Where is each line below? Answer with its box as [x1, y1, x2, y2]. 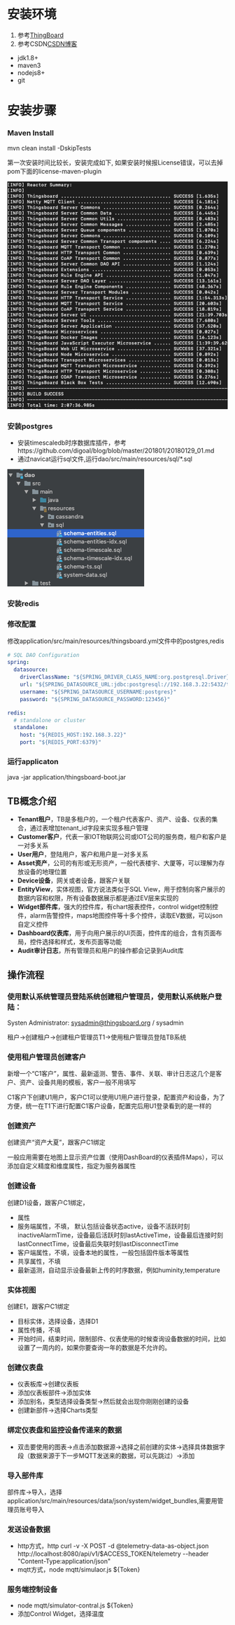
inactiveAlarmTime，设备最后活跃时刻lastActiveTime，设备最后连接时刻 [17, 1231, 224, 1239]
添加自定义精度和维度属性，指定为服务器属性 [7, 1162, 136, 1170]
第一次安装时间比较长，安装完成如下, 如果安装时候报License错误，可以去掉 [7, 158, 224, 167]
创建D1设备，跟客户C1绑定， [7, 1198, 89, 1207]
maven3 [17, 61, 41, 69]
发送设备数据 [7, 1524, 51, 1534]
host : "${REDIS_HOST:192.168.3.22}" [20, 731, 127, 739]
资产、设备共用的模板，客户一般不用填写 [19, 1078, 136, 1086]
